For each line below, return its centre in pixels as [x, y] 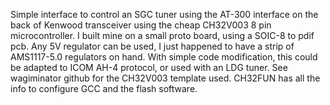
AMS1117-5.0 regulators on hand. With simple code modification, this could [164, 57]
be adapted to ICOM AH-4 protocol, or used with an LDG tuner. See [149, 67]
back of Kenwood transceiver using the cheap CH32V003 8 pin [141, 25]
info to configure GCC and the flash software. [104, 88]
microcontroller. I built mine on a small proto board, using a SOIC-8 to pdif [162, 35]
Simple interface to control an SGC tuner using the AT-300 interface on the [164, 14]
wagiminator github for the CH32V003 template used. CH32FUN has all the [165, 78]
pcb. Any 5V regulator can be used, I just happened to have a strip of [152, 46]
